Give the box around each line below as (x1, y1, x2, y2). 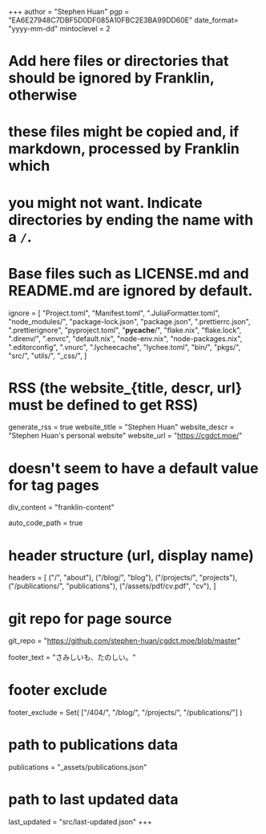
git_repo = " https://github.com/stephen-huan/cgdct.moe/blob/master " (8, 636, 241, 645)
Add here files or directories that (8, 52, 229, 71)
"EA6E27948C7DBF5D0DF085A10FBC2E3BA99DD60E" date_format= (8, 15, 239, 25)
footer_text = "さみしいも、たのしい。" (8, 653, 136, 662)
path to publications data (8, 736, 179, 754)
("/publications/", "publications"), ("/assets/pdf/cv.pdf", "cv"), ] (8, 581, 216, 591)
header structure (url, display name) (8, 546, 255, 564)
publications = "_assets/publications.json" (8, 763, 147, 772)
